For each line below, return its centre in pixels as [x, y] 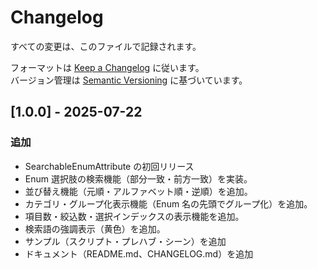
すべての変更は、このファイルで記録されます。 [106, 46]
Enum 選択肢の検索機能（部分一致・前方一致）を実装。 [138, 178]
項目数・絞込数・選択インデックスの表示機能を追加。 [134, 216]
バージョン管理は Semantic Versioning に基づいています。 [129, 80]
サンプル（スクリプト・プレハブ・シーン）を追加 [125, 241]
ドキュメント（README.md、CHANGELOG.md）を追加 [139, 253]
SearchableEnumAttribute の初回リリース [109, 166]
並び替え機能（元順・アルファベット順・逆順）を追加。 [138, 191]
